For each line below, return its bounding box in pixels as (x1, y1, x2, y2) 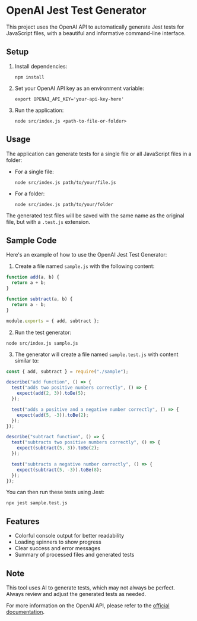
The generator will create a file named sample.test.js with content (14, 351, 179, 358)
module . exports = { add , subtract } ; (6, 318, 100, 324)
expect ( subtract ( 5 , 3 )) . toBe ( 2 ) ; (17, 445, 100, 451)
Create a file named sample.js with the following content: (14, 263, 155, 270)
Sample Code (6, 235, 57, 245)
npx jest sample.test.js (6, 500, 68, 506)
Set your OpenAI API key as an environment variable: (14, 85, 144, 92)
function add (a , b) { (6, 274, 60, 280)
